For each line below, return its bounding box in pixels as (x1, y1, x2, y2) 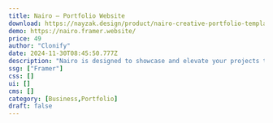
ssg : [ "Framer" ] (8, 65, 63, 73)
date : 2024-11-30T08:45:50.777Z (8, 49, 118, 57)
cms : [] (8, 87, 35, 95)
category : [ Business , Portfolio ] (8, 95, 118, 103)
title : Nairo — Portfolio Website (8, 11, 126, 20)
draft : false (8, 102, 53, 110)
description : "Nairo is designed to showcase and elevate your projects (8, 57, 260, 66)
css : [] (8, 72, 35, 80)
